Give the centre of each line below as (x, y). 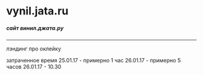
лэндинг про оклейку (34, 49)
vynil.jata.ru (37, 11)
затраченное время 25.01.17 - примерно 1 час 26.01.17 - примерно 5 (94, 61)
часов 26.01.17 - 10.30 (34, 67)
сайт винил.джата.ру (35, 28)
